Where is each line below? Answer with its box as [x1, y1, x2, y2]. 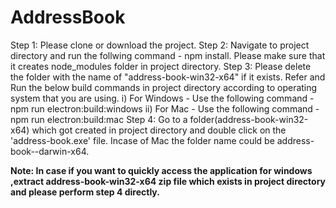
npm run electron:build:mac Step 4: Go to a [10, 113, 188, 125]
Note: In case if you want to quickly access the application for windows [10, 164, 313, 176]
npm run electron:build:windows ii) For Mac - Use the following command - [10, 102, 320, 115]
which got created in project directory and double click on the [31, 124, 287, 136]
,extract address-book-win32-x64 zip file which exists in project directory [10, 175, 327, 187]
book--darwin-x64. [10, 145, 90, 157]
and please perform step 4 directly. [10, 186, 160, 198]
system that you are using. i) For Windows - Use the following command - [10, 92, 315, 104]
